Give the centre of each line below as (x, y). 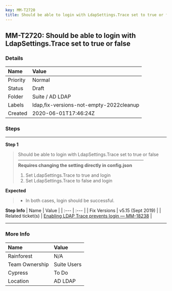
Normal (41, 80)
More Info (18, 234)
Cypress (18, 273)
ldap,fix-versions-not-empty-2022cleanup (86, 105)
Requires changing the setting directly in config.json (75, 165)
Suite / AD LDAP (52, 97)
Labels (16, 105)
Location (18, 281)
